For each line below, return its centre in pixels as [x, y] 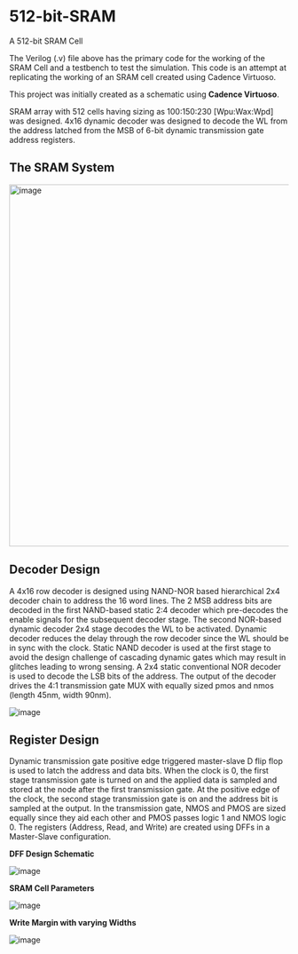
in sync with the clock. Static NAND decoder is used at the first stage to [140, 648]
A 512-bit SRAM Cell [46, 41]
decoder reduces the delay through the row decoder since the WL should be [149, 638]
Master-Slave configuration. [60, 837]
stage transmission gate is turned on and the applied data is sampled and [143, 780]
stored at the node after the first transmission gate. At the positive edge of [145, 790]
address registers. [42, 139]
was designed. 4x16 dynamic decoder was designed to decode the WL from [149, 121]
